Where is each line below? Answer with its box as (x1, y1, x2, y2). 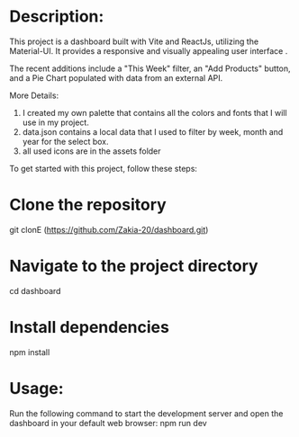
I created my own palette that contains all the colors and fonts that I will (22, 107, 287, 118)
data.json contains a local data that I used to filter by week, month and (22, 126, 284, 137)
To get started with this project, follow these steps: (9, 163, 198, 174)
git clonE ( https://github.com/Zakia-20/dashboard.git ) (9, 224, 209, 235)
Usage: (9, 378, 65, 398)
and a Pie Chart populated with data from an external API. (9, 72, 223, 83)
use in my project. (22, 117, 90, 128)
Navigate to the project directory (9, 256, 258, 276)
